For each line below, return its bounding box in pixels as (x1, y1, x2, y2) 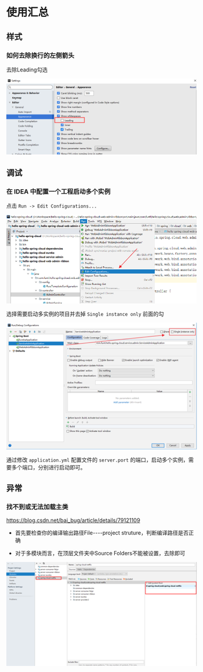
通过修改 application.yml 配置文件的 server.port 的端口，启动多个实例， (6, 456, 188, 463)
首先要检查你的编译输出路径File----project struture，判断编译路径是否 (14, 529, 189, 537)
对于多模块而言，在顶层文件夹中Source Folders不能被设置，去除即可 (14, 550, 185, 557)
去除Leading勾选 (6, 66, 48, 73)
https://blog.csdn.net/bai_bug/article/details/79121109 (6, 517, 141, 524)
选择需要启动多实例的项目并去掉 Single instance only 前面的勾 (6, 310, 164, 318)
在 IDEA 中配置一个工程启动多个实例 (6, 187, 111, 195)
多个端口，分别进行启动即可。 (11, 463, 86, 471)
